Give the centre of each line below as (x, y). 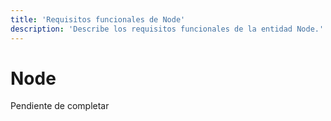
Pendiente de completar (60, 106)
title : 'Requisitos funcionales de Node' (98, 19)
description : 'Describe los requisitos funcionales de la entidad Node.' (167, 29)
